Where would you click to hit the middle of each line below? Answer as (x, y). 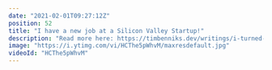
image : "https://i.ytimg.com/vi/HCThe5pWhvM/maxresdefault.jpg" (119, 46)
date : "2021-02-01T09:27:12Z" (59, 16)
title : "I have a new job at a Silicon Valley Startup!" (106, 31)
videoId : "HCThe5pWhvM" (49, 53)
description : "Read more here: (61, 38)
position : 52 (30, 23)
